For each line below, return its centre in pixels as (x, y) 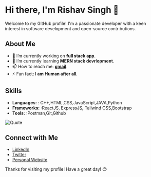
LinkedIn (21, 149)
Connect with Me (32, 138)
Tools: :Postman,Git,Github (39, 113)
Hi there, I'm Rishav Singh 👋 (62, 10)
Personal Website (30, 160)
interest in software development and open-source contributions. (71, 28)
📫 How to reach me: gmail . (40, 66)
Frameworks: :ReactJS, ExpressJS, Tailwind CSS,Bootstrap (72, 108)
